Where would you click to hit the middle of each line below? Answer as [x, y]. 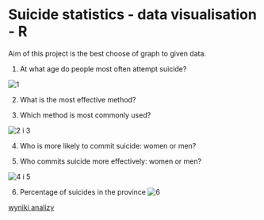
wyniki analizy [31, 207]
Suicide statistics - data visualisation [133, 15]
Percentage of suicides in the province [83, 191]
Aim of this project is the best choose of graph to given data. [107, 53]
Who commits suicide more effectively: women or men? [111, 161]
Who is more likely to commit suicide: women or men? [108, 145]
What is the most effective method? [78, 99]
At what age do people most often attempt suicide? [103, 68]
